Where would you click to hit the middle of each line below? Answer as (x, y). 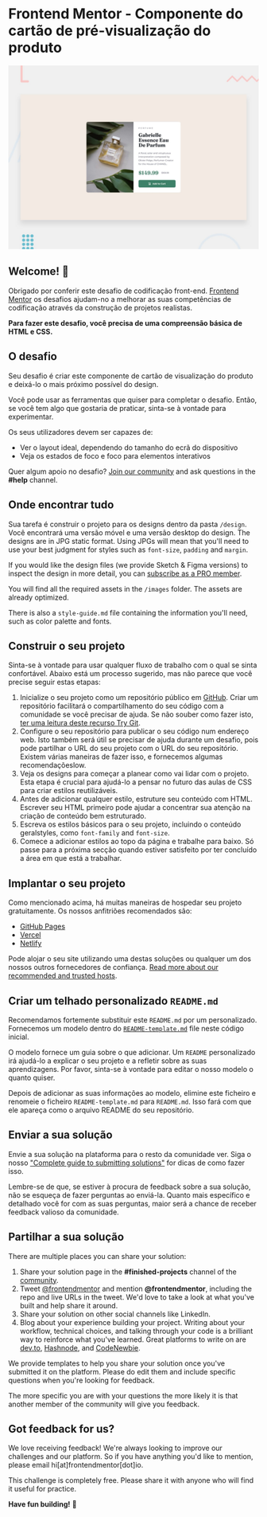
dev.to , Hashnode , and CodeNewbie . (80, 1347)
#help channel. (33, 479)
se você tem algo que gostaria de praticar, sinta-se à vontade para (117, 408)
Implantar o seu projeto (67, 884)
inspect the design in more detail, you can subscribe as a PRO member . (125, 573)
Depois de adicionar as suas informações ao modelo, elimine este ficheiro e (132, 1093)
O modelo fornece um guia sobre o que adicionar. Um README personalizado (132, 1052)
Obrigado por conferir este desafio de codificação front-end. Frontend (124, 291)
